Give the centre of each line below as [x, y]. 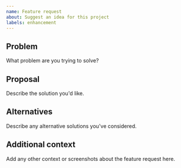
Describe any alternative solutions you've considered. [71, 126]
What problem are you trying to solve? [52, 61]
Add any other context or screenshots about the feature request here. [91, 159]
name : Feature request [34, 11]
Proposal [23, 79]
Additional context [41, 145]
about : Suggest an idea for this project [58, 17]
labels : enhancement [32, 22]
